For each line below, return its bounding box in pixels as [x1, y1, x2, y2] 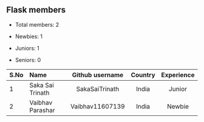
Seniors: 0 [15, 56, 41, 63]
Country [131, 70, 156, 79]
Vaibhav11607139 [70, 102, 126, 110]
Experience [161, 70, 195, 79]
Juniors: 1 [15, 44, 39, 52]
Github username [72, 70, 124, 79]
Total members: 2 [15, 21, 59, 28]
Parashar [29, 106, 55, 114]
